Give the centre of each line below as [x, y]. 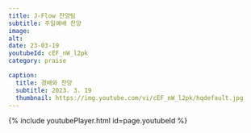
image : [19, 31]
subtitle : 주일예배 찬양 [45, 23]
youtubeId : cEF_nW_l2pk [48, 53]
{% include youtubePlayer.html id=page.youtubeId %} [98, 121]
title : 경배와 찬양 [44, 83]
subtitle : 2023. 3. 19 [54, 90]
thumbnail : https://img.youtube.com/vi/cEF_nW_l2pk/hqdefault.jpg [130, 98]
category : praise [38, 61]
